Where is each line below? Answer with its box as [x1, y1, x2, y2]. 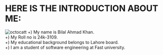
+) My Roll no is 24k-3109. [5, 34, 58, 40]
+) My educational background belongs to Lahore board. [5, 39, 119, 45]
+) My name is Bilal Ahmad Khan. [27, 29, 94, 35]
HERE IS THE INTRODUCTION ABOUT [5, 3, 159, 14]
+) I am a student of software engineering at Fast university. [5, 44, 125, 50]
